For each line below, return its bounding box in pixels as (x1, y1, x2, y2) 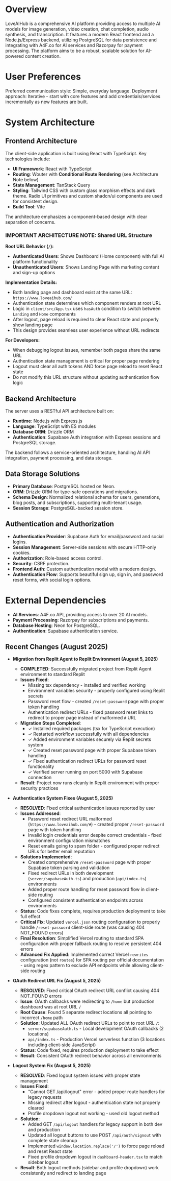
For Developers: (5, 337, 40, 343)
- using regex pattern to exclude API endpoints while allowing (20, 962, 149, 969)
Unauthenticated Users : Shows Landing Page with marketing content (12, 264, 159, 270)
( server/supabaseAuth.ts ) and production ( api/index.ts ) (27, 876, 147, 882)
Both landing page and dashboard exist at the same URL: (12, 290, 132, 296)
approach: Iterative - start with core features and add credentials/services (5, 93, 161, 99)
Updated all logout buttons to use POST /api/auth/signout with (27, 1132, 161, 1138)
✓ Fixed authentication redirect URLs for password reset (27, 758, 147, 764)
